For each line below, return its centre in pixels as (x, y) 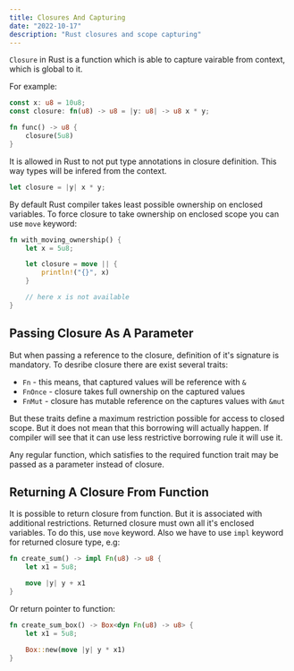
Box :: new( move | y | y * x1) (76, 649)
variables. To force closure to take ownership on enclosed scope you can (144, 214)
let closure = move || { (71, 264)
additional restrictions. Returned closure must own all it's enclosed (132, 523)
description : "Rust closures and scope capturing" (105, 34)
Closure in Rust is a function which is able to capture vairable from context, (147, 60)
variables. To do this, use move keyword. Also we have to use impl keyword (147, 533)
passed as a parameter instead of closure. (87, 464)
